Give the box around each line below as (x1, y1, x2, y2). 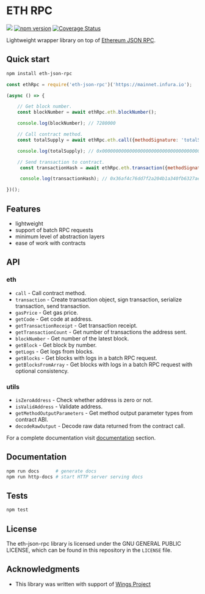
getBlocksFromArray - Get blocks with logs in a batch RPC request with (15, 361, 193, 368)
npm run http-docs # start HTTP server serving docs (6, 474, 143, 480)
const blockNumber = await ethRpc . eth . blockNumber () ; (17, 109, 157, 116)
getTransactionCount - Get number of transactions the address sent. (15, 328, 187, 335)
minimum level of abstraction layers (15, 233, 105, 240)
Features (6, 204, 41, 214)
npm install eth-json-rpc (6, 70, 72, 76)
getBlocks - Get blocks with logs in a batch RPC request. (15, 354, 157, 361)
